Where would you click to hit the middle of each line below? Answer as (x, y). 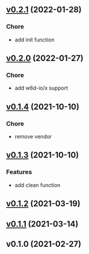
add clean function (37, 185)
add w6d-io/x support (41, 88)
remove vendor (33, 136)
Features (19, 172)
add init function (34, 39)
